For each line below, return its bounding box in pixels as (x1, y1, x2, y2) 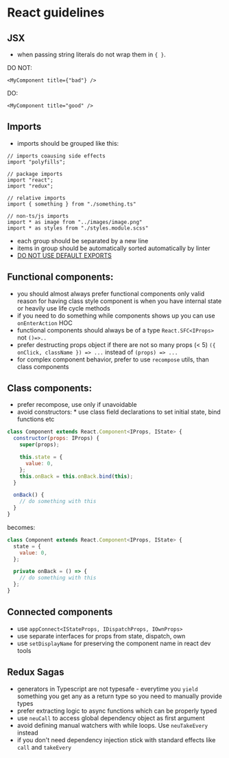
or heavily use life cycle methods (16, 304, 111, 312)
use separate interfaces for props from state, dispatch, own (16, 632, 186, 640)
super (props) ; (19, 441, 60, 448)
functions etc (16, 415, 55, 423)
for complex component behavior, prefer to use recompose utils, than (16, 355, 209, 364)
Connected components (7, 606, 113, 618)
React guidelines (7, 5, 105, 21)
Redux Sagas (7, 667, 64, 678)
